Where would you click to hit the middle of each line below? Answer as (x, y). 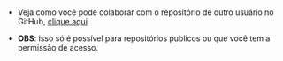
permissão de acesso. (58, 48)
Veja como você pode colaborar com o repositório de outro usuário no (145, 12)
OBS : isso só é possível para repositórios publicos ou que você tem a (144, 38)
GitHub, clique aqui (53, 22)
